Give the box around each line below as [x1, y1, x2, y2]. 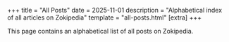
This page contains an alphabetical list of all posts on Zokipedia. [7, 27, 194, 35]
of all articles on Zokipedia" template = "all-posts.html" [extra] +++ [7, 13, 202, 22]
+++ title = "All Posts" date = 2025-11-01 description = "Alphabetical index [7, 6, 223, 14]
